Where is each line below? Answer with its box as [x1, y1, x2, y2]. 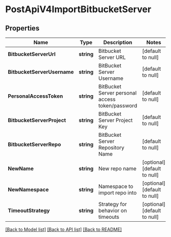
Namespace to [98, 183, 133, 190]
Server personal [98, 90, 137, 96]
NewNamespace [8, 186, 49, 193]
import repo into [98, 189, 137, 196]
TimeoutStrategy [8, 207, 50, 214]
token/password [98, 102, 137, 109]
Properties [5, 24, 40, 33]
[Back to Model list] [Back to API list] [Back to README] [5, 226, 122, 232]
